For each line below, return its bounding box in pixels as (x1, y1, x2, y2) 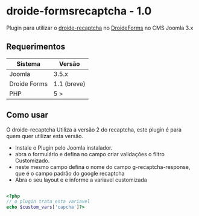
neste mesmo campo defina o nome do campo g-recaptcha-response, (14, 163, 191, 170)
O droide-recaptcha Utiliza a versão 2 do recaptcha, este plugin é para (6, 125, 182, 133)
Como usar (6, 110, 49, 120)
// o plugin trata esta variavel (6, 199, 90, 205)
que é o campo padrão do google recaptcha (14, 170, 125, 177)
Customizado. (14, 157, 50, 164)
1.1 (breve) (53, 80, 86, 88)
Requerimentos (6, 42, 66, 52)
